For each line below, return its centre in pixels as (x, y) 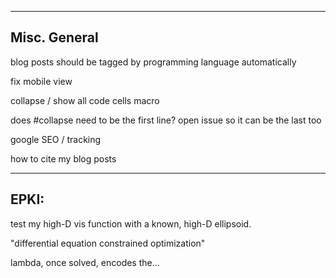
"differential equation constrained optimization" (108, 243)
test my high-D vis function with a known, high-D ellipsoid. (131, 223)
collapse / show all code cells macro (85, 100)
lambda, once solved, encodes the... (85, 262)
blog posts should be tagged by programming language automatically (153, 62)
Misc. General (54, 37)
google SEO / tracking (56, 139)
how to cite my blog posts (63, 158)
